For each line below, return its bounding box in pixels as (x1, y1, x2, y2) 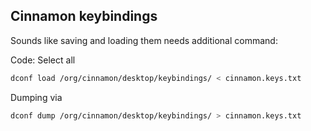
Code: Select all (10, 54, 76, 66)
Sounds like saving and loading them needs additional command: (10, 34, 278, 46)
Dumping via (10, 91, 63, 103)
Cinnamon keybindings (10, 8, 158, 25)
